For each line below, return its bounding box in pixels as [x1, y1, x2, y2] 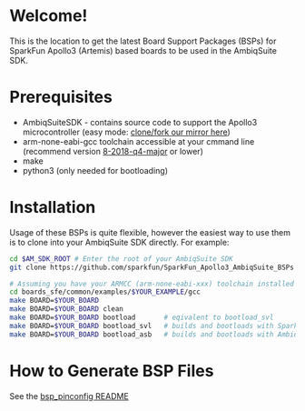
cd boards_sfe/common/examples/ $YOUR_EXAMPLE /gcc [9, 287, 202, 296]
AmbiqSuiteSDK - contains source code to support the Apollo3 [22, 116, 258, 127]
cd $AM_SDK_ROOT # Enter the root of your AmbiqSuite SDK [9, 254, 233, 264]
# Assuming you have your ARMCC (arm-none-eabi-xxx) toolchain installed [9, 279, 295, 288]
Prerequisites [9, 87, 113, 107]
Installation [9, 197, 96, 218]
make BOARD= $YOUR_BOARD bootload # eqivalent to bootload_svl [9, 313, 274, 323]
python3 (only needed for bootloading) [22, 165, 169, 175]
